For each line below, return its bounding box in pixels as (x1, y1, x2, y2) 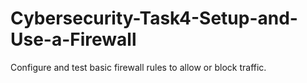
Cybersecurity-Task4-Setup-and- (10, 7, 298, 30)
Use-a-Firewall (10, 28, 137, 51)
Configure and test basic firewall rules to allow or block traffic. (10, 61, 267, 73)
